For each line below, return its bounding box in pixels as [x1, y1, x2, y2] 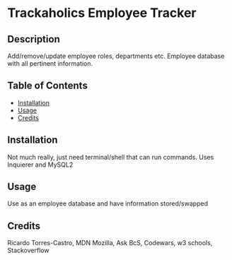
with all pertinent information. [7, 59, 93, 68]
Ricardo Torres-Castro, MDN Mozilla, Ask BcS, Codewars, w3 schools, [7, 239, 213, 247]
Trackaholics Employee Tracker [7, 5, 197, 21]
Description [7, 33, 60, 45]
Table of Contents [7, 80, 88, 92]
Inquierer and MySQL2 [7, 160, 74, 169]
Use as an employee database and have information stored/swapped [7, 199, 209, 208]
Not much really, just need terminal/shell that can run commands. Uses [7, 153, 214, 161]
